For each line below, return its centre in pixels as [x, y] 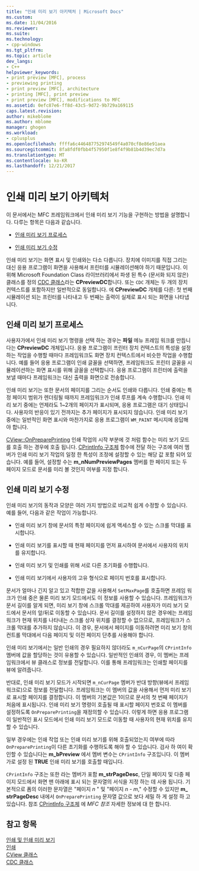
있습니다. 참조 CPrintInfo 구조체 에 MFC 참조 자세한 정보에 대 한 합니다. [89, 803]
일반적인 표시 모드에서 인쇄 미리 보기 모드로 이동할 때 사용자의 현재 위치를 [97, 719]
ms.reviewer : [22, 28]
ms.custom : [20, 17]
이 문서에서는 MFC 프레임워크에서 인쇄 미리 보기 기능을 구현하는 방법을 [88, 215]
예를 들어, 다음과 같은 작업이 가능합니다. [52, 512]
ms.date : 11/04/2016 [32, 23]
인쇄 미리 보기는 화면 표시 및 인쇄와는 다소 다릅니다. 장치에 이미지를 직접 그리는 [97, 260]
